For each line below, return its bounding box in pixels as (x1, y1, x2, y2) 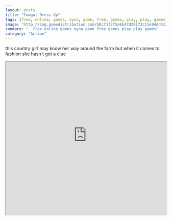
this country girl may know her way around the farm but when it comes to (5, 46, 160, 51)
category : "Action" (5, 31, 47, 36)
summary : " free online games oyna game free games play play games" (5, 27, 159, 32)
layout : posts (5, 7, 36, 13)
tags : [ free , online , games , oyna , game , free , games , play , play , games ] (5, 17, 168, 22)
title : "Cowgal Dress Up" (5, 12, 60, 17)
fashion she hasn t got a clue (5, 51, 66, 57)
